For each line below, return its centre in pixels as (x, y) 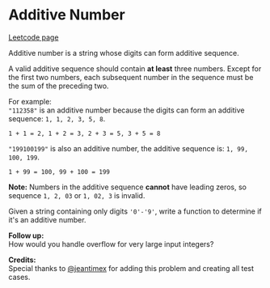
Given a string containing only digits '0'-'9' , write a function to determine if (135, 211)
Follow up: (26, 235)
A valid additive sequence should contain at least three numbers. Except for (135, 68)
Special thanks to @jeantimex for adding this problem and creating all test (131, 268)
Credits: (22, 260)
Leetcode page (34, 37)
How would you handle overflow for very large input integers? (111, 244)
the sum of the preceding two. (59, 86)
